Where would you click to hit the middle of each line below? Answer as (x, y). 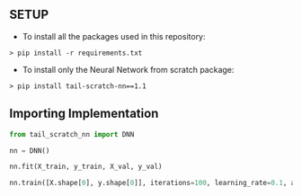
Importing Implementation (84, 114)
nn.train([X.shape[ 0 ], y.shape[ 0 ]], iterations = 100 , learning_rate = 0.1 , (148, 183)
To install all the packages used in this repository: (114, 36)
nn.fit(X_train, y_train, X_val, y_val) (86, 167)
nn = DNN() (30, 151)
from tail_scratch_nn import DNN (72, 134)
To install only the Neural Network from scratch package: (128, 69)
